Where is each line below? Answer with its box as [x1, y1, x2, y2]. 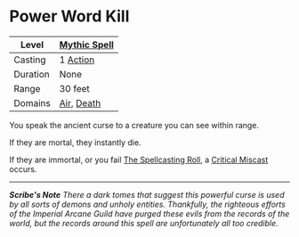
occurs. [9, 163, 37, 175]
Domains [13, 96, 51, 109]
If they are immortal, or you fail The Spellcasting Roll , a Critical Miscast [9, 154, 269, 165]
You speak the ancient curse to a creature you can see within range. [9, 119, 260, 130]
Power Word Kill [9, 6, 130, 27]
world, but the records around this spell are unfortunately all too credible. [9, 217, 279, 228]
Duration [13, 68, 51, 80]
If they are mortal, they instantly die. [9, 136, 141, 148]
